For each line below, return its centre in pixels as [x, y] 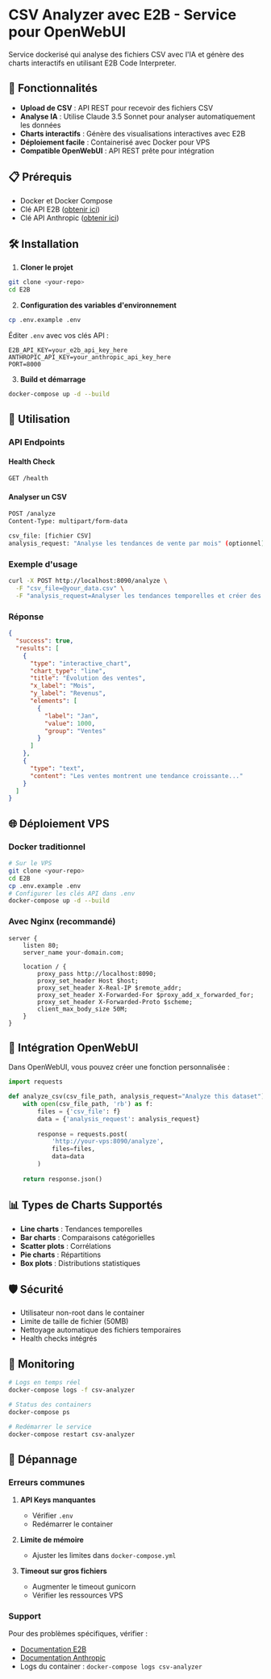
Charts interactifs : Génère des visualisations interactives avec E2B [133, 133]
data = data [68, 1157]
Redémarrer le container [73, 1524]
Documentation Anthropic [63, 1658]
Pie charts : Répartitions [60, 1254]
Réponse [26, 617]
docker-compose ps [39, 1412]
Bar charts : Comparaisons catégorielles [88, 1237]
